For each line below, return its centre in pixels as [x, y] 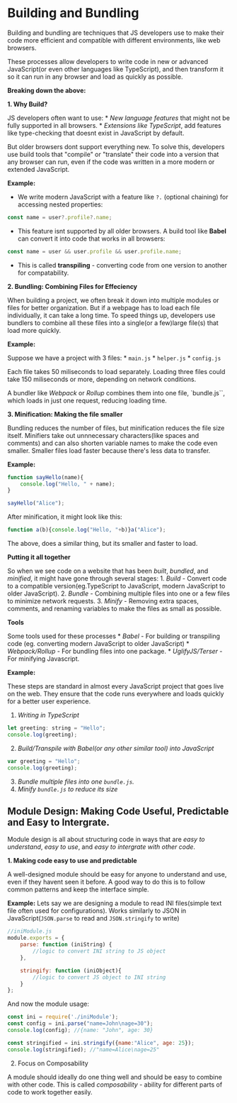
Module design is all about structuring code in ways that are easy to [106, 840]
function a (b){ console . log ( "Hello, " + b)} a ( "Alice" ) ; [87, 530]
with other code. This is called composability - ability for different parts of [115, 1085]
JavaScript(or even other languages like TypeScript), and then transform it [116, 69]
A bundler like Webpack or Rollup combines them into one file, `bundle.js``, [116, 393]
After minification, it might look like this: [65, 517]
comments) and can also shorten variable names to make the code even [112, 443]
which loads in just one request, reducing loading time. [87, 400]
